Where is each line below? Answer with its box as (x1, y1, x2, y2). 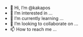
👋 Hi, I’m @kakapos (10, 5, 50, 10)
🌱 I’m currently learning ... (10, 15, 64, 21)
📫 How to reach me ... (10, 26, 57, 32)
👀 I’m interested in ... (10, 10, 53, 16)
